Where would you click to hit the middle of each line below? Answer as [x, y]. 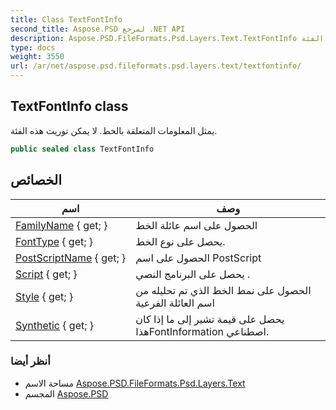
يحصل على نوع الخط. [180, 241]
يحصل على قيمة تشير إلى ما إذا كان [210, 319]
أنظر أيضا [30, 361]
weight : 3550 [37, 57]
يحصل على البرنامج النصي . [193, 274]
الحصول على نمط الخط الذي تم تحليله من [223, 290]
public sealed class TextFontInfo [82, 149]
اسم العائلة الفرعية [175, 303]
